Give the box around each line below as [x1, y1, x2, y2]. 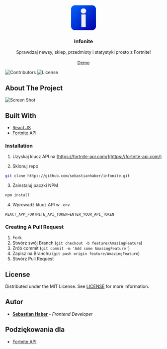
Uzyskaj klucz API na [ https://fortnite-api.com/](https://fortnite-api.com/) [12, 154, 162, 160]
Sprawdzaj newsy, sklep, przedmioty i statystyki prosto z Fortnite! [16, 49, 151, 55]
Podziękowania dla [5, 326, 65, 334]
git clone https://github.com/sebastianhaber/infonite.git [5, 174, 130, 178]
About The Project [5, 84, 63, 92]
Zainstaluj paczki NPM [12, 182, 59, 188]
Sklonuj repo [12, 163, 39, 169]
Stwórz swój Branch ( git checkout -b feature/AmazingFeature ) [12, 240, 143, 246]
